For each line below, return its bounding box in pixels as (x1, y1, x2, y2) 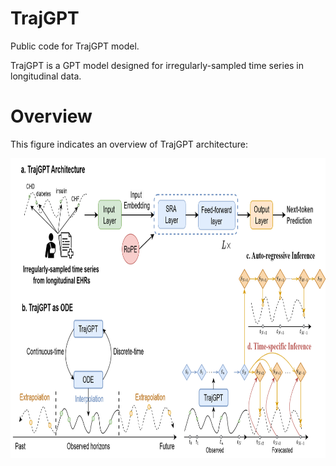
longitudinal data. (10, 70, 82, 82)
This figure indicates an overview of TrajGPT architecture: (10, 138, 249, 150)
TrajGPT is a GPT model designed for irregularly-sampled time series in (10, 59, 305, 71)
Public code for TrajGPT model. (10, 40, 140, 52)
